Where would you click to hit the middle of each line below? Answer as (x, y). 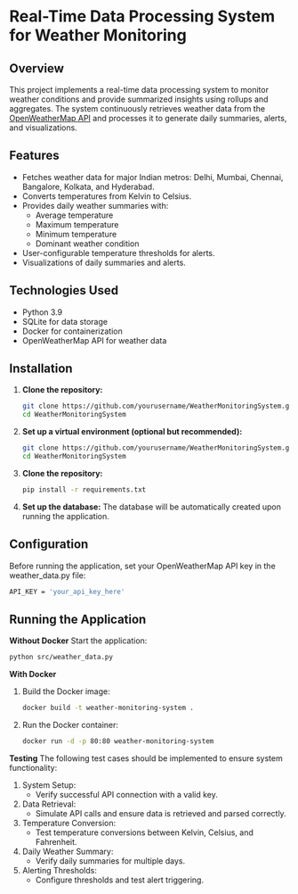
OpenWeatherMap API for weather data (94, 340)
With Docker (33, 675)
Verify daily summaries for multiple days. (110, 861)
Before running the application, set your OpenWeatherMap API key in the (142, 566)
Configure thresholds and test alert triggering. (120, 880)
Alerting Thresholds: (60, 870)
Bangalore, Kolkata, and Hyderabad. (88, 186)
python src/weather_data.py (61, 658)
